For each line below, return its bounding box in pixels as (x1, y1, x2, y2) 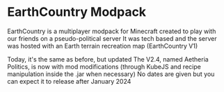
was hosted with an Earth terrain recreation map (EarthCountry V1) (7, 42, 198, 50)
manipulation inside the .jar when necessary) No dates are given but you (7, 70, 215, 78)
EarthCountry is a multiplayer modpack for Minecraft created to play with (7, 27, 216, 35)
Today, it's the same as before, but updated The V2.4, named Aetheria (7, 55, 209, 63)
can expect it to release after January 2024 (7, 77, 131, 85)
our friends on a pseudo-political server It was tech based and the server (7, 34, 217, 42)
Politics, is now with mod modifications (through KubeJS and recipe (7, 62, 202, 71)
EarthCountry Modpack (7, 4, 147, 20)
